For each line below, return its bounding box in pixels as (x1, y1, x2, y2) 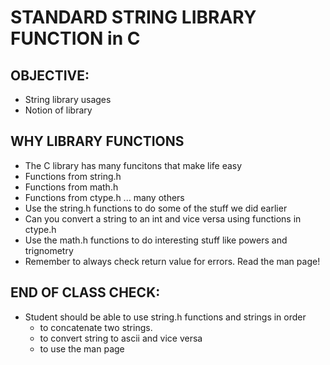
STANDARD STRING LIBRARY (10, 6, 257, 29)
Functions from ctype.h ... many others (24, 191, 185, 203)
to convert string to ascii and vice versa (39, 332, 203, 344)
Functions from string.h (24, 170, 122, 182)
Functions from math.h (24, 181, 119, 193)
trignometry (24, 244, 74, 256)
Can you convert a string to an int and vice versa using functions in (24, 212, 302, 225)
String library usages (24, 94, 112, 105)
